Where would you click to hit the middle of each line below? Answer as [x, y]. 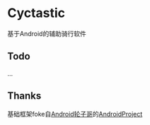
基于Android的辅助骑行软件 [47, 33]
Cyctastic [36, 13]
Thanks [24, 96]
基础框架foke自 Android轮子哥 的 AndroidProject [75, 114]
